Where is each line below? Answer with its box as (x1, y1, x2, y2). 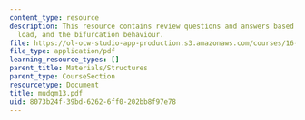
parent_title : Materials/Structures (9, 64, 148, 73)
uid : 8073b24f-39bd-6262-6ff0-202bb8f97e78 (9, 97, 177, 106)
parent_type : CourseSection (9, 72, 116, 81)
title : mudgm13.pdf (9, 88, 84, 97)
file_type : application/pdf (9, 47, 116, 56)
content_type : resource (9, 13, 100, 23)
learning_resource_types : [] (9, 55, 120, 64)
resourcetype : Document (9, 80, 100, 89)
